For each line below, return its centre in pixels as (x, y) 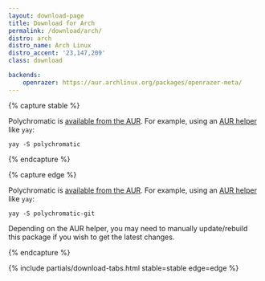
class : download (35, 61)
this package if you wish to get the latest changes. (92, 237)
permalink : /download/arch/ (55, 31)
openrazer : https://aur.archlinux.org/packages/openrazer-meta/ (132, 82)
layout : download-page (46, 16)
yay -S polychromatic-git (51, 214)
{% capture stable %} (44, 105)
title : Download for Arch (51, 23)
